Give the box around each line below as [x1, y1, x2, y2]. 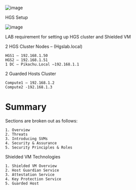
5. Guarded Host [5, 180, 39, 186]
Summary [5, 101, 46, 112]
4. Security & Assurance [5, 140, 57, 145]
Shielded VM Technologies [5, 153, 61, 159]
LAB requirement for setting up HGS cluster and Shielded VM [5, 34, 131, 39]
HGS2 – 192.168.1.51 [5, 57, 48, 62]
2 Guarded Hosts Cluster [5, 70, 56, 76]
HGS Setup [5, 14, 28, 20]
